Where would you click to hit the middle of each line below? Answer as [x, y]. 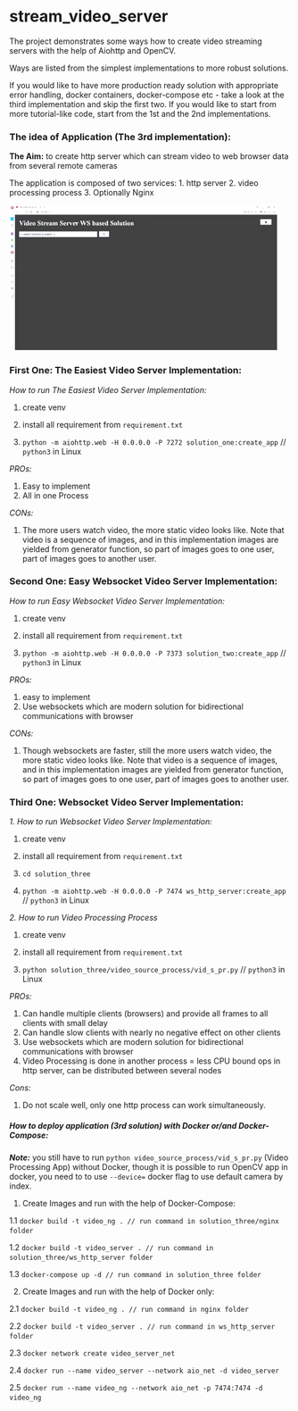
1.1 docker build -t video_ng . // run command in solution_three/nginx [144, 1221]
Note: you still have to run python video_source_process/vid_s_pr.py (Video [149, 1157]
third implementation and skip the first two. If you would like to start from [143, 104]
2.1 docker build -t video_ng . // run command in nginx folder [129, 1309]
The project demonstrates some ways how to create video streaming [136, 41]
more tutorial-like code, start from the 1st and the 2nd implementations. [140, 113]
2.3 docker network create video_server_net [92, 1353]
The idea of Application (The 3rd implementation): [120, 137]
